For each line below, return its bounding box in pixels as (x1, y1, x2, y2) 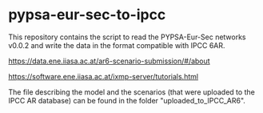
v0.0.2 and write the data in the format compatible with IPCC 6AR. (8, 40, 225, 50)
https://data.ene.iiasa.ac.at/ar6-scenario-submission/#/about (8, 56, 210, 66)
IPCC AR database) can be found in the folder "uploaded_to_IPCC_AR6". (8, 95, 246, 105)
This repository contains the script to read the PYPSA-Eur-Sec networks (8, 32, 246, 42)
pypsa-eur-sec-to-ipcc (8, 6, 166, 24)
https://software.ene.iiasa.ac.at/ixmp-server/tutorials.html (8, 71, 198, 81)
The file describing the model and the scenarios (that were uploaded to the (8, 87, 256, 97)
